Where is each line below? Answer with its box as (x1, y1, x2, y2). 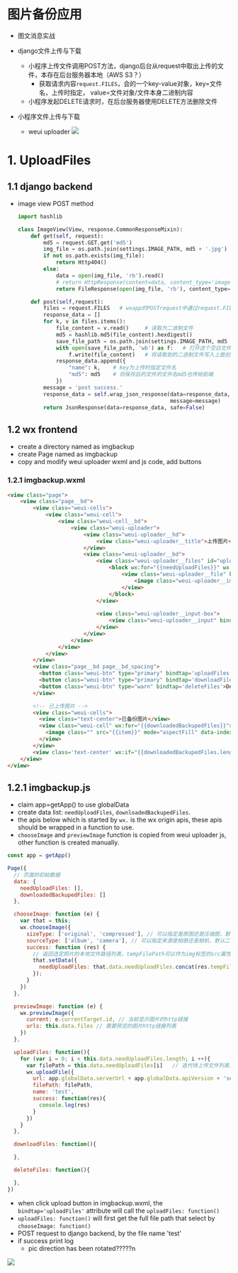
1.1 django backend (7, 181, 93, 193)
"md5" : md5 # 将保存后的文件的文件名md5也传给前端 (68, 371, 214, 378)
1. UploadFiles (7, 152, 91, 168)
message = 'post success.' (43, 384, 123, 391)
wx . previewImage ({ (20, 1009, 74, 1016)
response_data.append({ (55, 358, 126, 365)
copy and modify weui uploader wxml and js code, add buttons (17, 458, 202, 466)
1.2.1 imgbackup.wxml (7, 476, 86, 485)
